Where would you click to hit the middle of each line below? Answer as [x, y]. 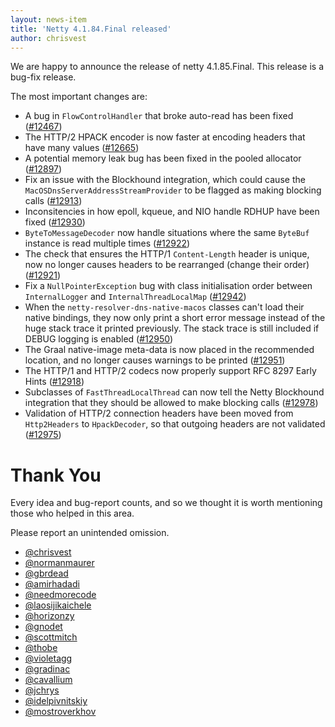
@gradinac [47, 669]
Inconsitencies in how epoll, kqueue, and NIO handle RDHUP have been [172, 212]
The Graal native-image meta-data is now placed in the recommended [169, 350]
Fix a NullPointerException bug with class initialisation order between [168, 286]
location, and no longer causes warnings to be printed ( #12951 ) [155, 360]
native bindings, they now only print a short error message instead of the [175, 318]
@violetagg [48, 658]
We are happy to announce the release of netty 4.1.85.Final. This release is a [167, 67]
